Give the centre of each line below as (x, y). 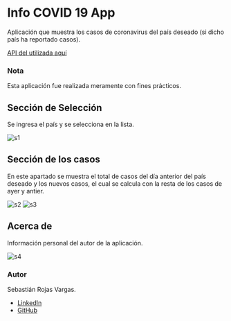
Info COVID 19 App (61, 13)
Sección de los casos (54, 160)
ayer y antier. (26, 191)
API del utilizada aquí (37, 53)
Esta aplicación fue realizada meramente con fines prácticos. (94, 86)
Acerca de (30, 226)
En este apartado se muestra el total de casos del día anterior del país (107, 176)
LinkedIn (29, 302)
